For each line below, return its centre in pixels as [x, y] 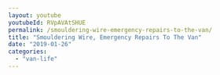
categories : [27, 52]
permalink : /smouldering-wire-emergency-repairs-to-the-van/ [110, 30]
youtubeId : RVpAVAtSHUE [47, 23]
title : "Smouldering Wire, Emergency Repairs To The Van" [105, 37]
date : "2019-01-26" [40, 45]
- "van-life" [37, 59]
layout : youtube [35, 15]
